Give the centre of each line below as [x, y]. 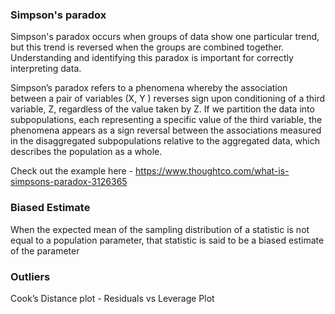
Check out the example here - [72, 171]
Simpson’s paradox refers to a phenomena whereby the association [149, 88]
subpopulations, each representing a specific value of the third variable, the [166, 120]
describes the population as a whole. [86, 152]
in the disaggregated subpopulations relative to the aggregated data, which [165, 141]
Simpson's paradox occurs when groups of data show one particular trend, [165, 37]
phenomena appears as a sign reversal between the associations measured [166, 130]
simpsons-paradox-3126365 [69, 182]
